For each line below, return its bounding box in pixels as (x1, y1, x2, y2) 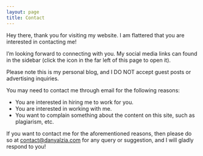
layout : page (6, 9, 40, 15)
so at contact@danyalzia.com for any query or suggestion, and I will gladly (6, 136, 194, 144)
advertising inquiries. (6, 75, 59, 82)
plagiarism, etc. (15, 117, 54, 125)
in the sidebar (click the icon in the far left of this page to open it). (6, 56, 171, 64)
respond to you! (6, 143, 46, 150)
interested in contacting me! (6, 38, 77, 45)
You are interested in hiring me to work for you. (15, 98, 134, 106)
